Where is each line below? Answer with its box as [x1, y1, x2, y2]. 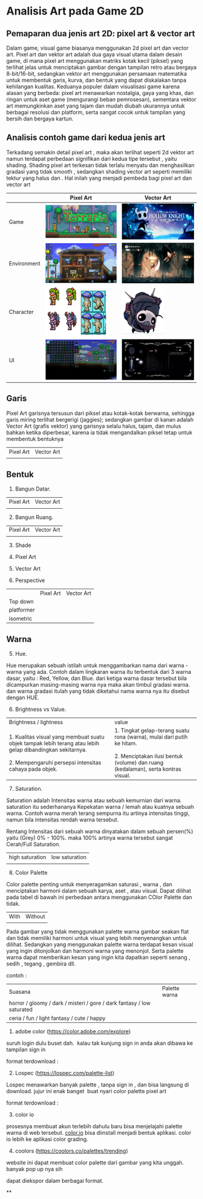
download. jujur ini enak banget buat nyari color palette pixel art [6, 1088, 167, 1095]
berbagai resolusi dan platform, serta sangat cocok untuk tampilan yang [6, 109, 185, 116]
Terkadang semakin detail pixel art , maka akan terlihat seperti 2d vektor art [6, 148, 195, 155]
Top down [8, 598, 34, 606]
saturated [8, 1006, 33, 1013]
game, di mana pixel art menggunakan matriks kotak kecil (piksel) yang [6, 57, 183, 64]
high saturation [8, 854, 47, 861]
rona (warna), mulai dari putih [114, 733, 188, 740]
